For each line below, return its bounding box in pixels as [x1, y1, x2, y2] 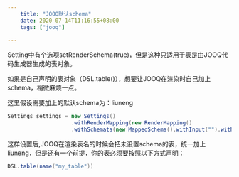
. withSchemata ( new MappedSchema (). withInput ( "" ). [70, 126, 221, 133]
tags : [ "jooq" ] [20, 23, 65, 31]
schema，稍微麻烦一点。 [7, 83, 80, 92]
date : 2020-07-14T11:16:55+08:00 [20, 17, 119, 24]
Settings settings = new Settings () [7, 113, 116, 120]
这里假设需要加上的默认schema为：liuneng [7, 99, 134, 107]
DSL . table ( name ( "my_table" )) [7, 163, 94, 170]
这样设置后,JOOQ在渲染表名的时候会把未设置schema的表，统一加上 [7, 139, 206, 148]
